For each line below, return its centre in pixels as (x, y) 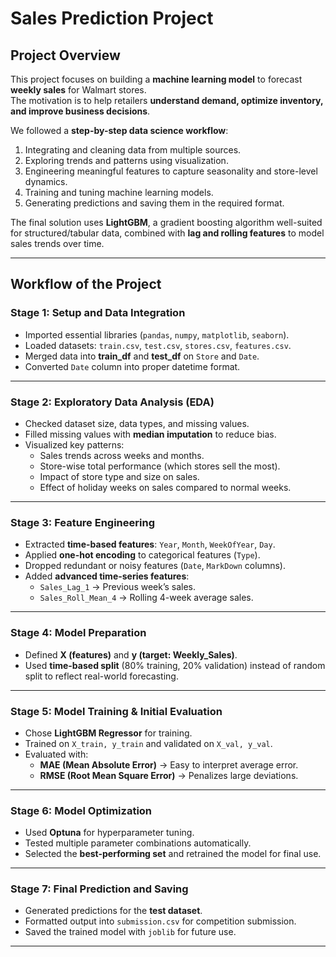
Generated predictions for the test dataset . (113, 911)
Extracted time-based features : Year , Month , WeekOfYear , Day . (150, 544)
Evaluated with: (56, 754)
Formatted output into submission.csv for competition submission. (160, 921)
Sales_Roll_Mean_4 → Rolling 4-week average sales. (146, 598)
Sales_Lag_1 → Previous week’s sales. (118, 587)
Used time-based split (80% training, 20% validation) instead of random (175, 665)
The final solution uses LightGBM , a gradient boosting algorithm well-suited (166, 222)
